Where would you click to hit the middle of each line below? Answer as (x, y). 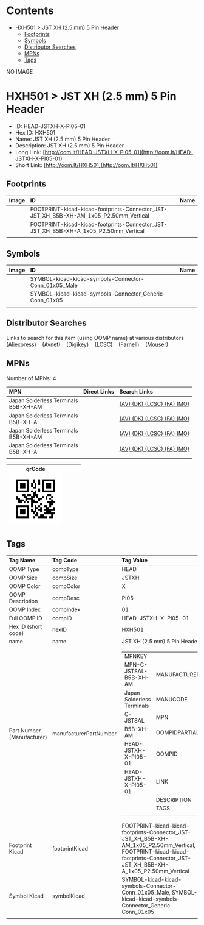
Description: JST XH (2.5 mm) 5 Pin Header (70, 145)
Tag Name (22, 561)
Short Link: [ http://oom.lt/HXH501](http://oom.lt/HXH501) (86, 165)
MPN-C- (136, 665)
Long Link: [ (30, 152)
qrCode (36, 469)
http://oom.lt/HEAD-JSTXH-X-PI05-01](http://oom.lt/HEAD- (119, 152)
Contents (30, 11)
